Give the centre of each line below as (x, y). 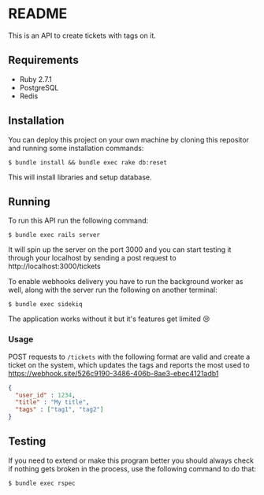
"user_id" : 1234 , (46, 395)
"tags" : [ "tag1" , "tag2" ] (59, 410)
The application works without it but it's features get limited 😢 (109, 319)
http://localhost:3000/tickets (54, 266)
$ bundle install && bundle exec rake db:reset (88, 162)
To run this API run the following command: (78, 220)
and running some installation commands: (76, 148)
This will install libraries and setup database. (80, 177)
